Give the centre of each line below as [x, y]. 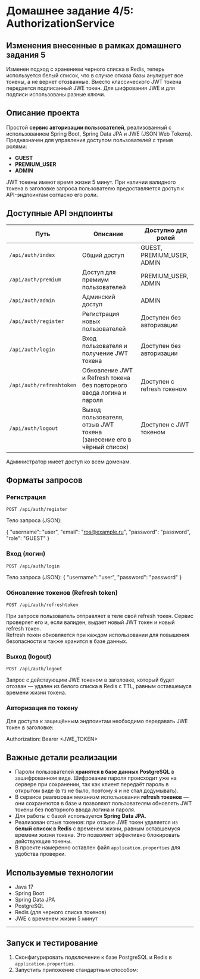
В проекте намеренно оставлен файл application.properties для [97, 848]
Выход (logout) [29, 657]
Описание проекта [43, 113]
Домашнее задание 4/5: [70, 11]
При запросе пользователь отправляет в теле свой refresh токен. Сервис [100, 616]
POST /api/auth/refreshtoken [42, 605]
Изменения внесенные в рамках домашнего [94, 46]
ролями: [17, 146]
